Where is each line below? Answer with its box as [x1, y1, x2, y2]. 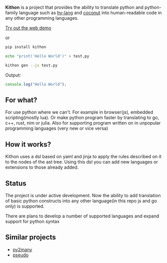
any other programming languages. [5, 15, 79, 21]
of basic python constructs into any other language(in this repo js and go [5, 198, 157, 204]
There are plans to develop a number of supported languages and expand [5, 213, 159, 219]
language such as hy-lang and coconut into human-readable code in [19, 10, 162, 16]
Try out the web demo [5, 25, 52, 31]
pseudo [12, 252, 29, 258]
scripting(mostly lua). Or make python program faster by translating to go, [5, 115, 159, 121]
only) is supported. [5, 203, 45, 209]
